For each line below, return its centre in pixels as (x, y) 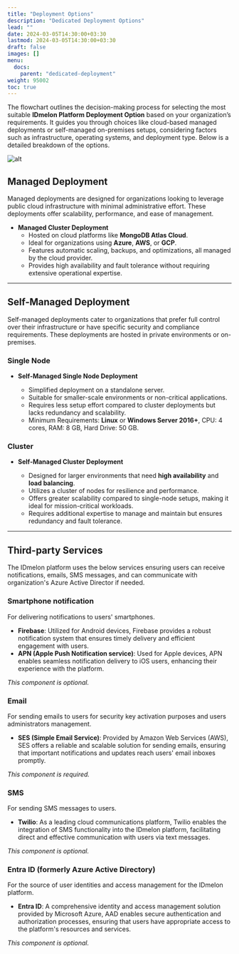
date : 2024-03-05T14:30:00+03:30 (57, 34)
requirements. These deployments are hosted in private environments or (113, 334)
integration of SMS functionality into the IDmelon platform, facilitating (119, 830)
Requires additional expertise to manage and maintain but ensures (125, 514)
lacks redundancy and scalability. (77, 413)
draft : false (27, 47)
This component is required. (49, 774)
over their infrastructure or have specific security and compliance (103, 327)
